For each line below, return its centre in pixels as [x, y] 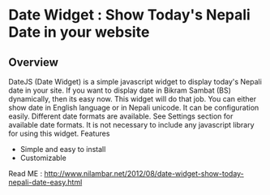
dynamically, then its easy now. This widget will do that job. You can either [133, 99]
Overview [34, 62]
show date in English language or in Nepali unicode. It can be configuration [134, 108]
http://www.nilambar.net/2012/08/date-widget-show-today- [144, 173]
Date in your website [79, 32]
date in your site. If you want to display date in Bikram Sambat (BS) [120, 90]
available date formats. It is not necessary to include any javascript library [131, 125]
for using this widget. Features [59, 133]
